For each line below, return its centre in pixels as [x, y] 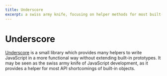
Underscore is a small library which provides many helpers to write [74, 53]
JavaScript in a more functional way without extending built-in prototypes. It [83, 58]
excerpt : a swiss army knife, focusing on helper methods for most [77, 14]
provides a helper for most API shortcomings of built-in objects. [70, 69]
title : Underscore [24, 10]
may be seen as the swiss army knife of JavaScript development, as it [77, 63]
